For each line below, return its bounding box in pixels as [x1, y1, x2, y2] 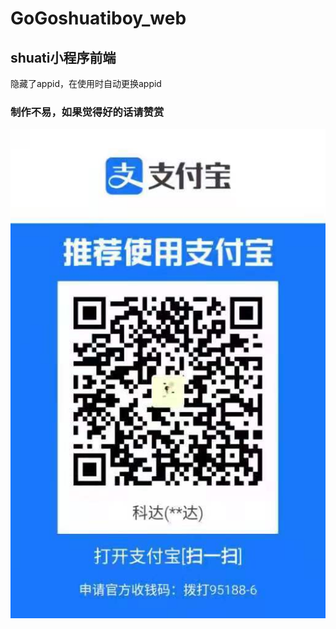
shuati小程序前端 [10, 49, 117, 66]
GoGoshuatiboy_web [10, 7, 187, 30]
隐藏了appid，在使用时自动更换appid [10, 78, 162, 89]
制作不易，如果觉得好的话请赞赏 [10, 105, 165, 119]
